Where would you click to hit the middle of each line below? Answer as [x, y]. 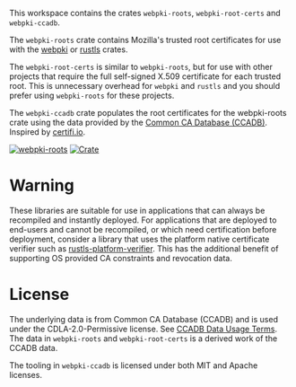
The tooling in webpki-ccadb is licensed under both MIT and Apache [134, 365]
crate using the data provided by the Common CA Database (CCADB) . [138, 122]
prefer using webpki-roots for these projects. [92, 95]
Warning [42, 185]
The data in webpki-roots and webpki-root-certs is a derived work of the [144, 338]
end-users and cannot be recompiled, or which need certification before [143, 229]
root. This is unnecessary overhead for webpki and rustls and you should [145, 86]
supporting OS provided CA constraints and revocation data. [121, 258]
